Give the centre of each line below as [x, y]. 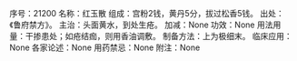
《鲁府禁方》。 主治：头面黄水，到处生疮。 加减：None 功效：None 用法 [141, 25]
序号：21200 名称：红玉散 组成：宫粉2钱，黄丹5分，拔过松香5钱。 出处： [147, 13]
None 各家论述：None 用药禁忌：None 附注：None [105, 47]
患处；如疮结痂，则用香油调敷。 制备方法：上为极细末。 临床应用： [166, 36]
